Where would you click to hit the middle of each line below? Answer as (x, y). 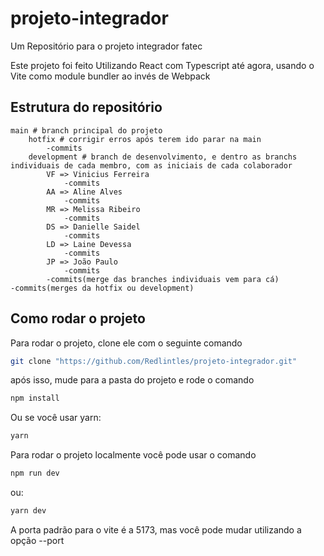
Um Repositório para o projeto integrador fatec (106, 46)
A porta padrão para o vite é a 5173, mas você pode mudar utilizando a (156, 529)
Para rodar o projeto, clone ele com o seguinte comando (126, 343)
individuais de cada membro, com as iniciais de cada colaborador (151, 165)
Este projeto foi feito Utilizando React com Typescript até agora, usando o (162, 65)
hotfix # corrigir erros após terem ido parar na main (145, 139)
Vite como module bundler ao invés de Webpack (110, 76)
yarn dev (28, 511)
